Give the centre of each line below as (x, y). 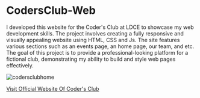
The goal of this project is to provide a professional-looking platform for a (97, 52)
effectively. (20, 65)
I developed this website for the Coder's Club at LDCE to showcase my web (100, 27)
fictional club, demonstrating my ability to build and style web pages (91, 59)
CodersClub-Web (51, 11)
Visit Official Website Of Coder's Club (53, 88)
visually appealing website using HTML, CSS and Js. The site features (93, 40)
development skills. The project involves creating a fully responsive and (95, 33)
